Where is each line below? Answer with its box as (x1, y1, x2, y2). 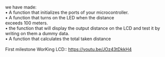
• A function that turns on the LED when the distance (5, 15, 114, 20)
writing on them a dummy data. (5, 31, 69, 36)
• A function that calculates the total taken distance (5, 36, 111, 42)
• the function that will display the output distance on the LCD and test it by (5, 25, 160, 31)
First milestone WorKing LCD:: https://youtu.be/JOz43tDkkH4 (5, 47, 132, 52)
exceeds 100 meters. (5, 20, 48, 26)
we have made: (5, 4, 36, 10)
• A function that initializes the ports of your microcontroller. (5, 9, 129, 15)
